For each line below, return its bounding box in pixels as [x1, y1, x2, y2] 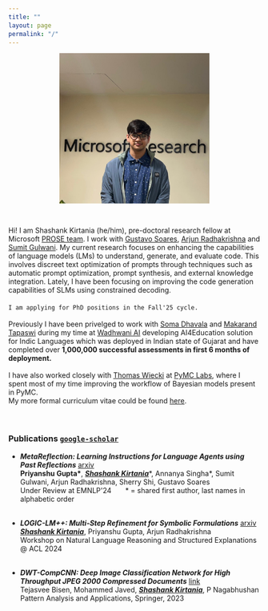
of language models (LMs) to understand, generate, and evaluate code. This [8, 251, 260, 261]
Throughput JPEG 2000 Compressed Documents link [19, 576, 201, 585]
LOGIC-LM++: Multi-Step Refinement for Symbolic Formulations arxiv [19, 518, 257, 528]
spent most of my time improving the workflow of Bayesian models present [8, 379, 256, 389]
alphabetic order [19, 494, 74, 504]
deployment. [8, 354, 52, 363]
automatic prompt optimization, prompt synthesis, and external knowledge [8, 269, 254, 278]
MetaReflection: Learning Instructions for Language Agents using [19, 451, 245, 461]
